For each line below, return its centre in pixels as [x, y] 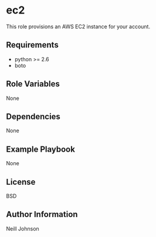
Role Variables [33, 84]
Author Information [42, 214]
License [21, 182]
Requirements [32, 45]
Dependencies [33, 116]
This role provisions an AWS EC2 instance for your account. [78, 26]
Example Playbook [40, 149]
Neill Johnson [23, 228]
